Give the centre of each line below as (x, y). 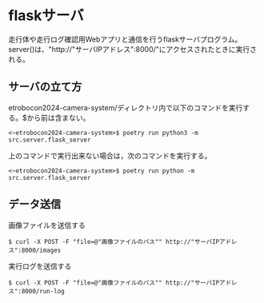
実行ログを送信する (40, 266)
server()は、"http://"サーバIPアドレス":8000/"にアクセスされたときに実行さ (133, 49)
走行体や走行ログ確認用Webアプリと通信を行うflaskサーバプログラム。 (125, 39)
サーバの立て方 (45, 87)
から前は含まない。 (58, 118)
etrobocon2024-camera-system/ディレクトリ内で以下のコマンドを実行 (126, 107)
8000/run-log (43, 291)
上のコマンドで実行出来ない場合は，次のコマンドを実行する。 (110, 155)
